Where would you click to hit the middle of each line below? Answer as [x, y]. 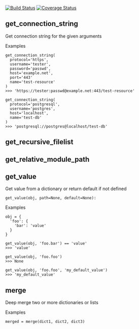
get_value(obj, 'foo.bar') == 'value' [46, 244]
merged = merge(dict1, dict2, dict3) [45, 322]
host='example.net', [31, 73]
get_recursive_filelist [39, 142]
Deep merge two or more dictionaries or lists [52, 303]
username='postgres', [33, 109]
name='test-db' [26, 117]
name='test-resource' [33, 82]
